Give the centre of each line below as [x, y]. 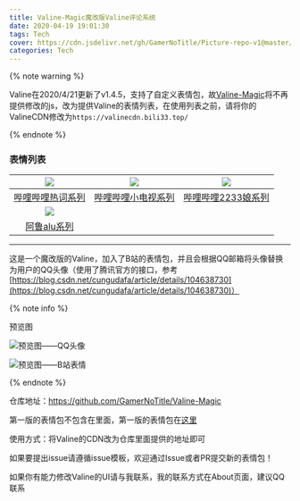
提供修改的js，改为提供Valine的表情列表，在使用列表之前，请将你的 [133, 106]
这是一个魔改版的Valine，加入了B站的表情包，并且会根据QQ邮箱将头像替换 [146, 259]
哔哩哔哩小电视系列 [135, 197]
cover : [21, 42]
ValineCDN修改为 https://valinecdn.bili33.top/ [99, 117]
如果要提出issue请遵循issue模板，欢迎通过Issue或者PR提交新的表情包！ [142, 458]
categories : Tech [42, 51]
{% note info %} [39, 308]
